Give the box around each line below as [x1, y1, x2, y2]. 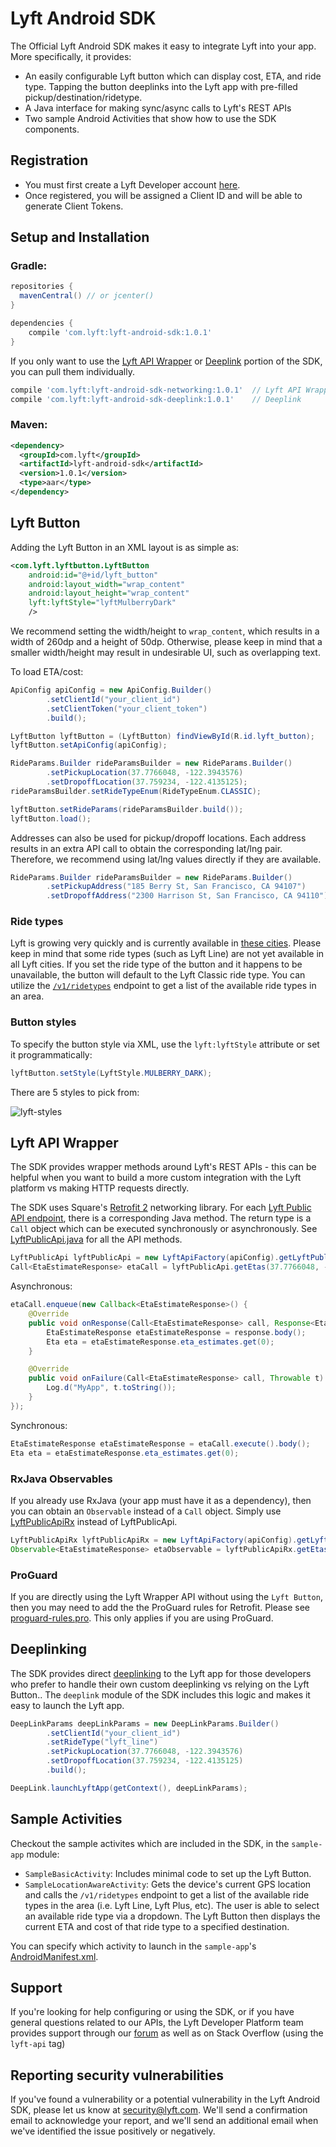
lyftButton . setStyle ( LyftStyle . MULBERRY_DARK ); [10, 1068, 213, 1078]
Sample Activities [10, 1811, 123, 1828]
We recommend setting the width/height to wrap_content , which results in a [10, 625, 320, 637]
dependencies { [10, 318, 74, 329]
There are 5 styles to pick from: [10, 1086, 140, 1098]
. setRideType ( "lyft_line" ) [46, 1737, 159, 1747]
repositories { [10, 282, 74, 292]
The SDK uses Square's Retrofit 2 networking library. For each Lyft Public [10, 1202, 312, 1214]
